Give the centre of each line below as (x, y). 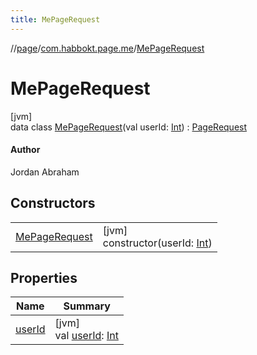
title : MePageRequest (55, 19)
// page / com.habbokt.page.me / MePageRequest (107, 48)
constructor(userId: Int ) (157, 243)
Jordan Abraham (45, 172)
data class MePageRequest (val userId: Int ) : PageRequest (129, 127)
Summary (87, 306)
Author (25, 150)
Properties (44, 277)
